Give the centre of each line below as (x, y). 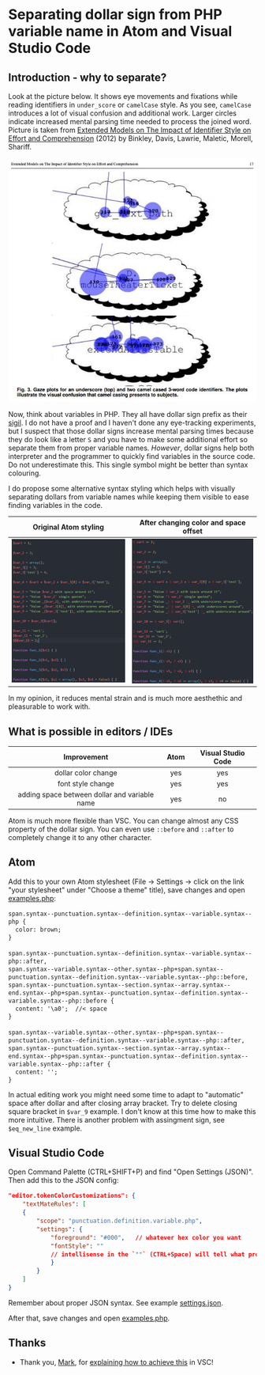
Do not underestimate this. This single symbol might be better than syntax (128, 464)
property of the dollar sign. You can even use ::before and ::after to (121, 829)
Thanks (27, 1343)
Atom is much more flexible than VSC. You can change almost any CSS (123, 820)
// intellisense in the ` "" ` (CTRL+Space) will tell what (147, 1254)
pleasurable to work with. (49, 706)
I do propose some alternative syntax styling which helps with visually (122, 488)
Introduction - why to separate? (88, 77)
